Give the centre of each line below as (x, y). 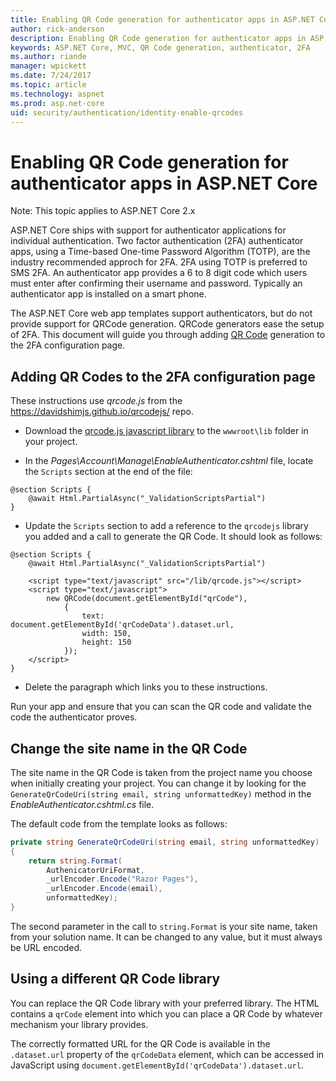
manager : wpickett (48, 66)
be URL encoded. (46, 947)
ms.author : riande (48, 57)
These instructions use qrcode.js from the (96, 401)
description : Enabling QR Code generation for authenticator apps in (158, 38)
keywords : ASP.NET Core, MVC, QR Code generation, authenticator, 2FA (160, 47)
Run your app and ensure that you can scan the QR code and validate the (161, 707)
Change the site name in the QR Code (129, 748)
